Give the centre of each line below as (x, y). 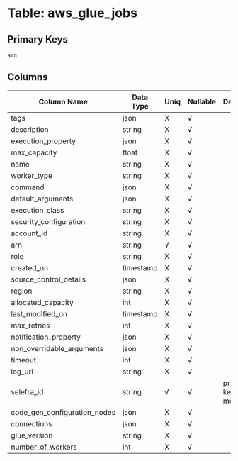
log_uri (22, 372)
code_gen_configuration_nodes (63, 412)
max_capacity (34, 152)
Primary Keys (38, 39)
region (22, 291)
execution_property (44, 141)
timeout (24, 360)
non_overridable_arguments (57, 348)
